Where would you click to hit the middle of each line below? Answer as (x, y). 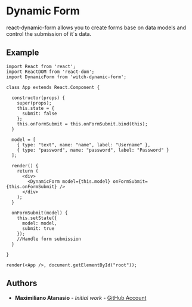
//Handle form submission (49, 239)
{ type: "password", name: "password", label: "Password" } (93, 150)
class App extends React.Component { (53, 87)
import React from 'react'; (41, 66)
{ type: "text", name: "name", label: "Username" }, (84, 145)
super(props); (34, 103)
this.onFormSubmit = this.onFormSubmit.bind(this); (82, 124)
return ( (28, 171)
